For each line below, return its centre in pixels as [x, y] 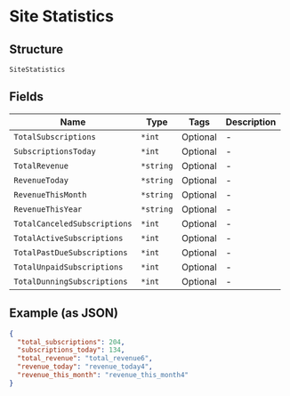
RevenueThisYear [48, 209]
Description [251, 122]
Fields [27, 97]
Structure [36, 49]
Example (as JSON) [64, 313]
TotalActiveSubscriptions [68, 238]
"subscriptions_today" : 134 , [71, 350]
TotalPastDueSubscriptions [71, 252]
